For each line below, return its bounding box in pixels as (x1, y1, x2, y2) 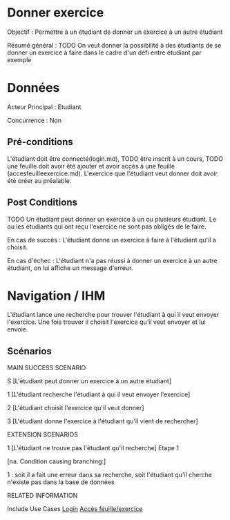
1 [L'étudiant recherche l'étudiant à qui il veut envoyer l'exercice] (7, 390, 191, 398)
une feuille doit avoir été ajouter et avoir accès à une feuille (7, 162, 175, 170)
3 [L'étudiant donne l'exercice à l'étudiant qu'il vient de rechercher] (7, 417, 198, 425)
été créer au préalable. (7, 176, 72, 184)
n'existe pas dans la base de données (7, 478, 115, 486)
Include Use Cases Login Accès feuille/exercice (7, 505, 143, 513)
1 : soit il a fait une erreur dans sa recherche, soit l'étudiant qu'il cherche (7, 471, 213, 479)
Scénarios (7, 345, 52, 357)
